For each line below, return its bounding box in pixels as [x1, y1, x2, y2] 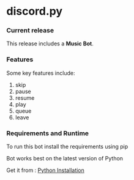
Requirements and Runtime [6, 129, 89, 137]
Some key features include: [6, 69, 75, 77]
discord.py [6, 4, 63, 18]
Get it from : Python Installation [6, 167, 84, 174]
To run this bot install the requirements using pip [6, 143, 128, 151]
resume [15, 94, 35, 102]
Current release [6, 26, 54, 35]
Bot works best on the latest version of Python [6, 155, 124, 162]
